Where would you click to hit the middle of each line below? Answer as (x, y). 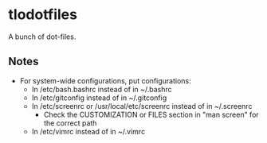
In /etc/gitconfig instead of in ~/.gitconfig (99, 98)
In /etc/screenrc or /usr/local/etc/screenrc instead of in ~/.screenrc (142, 106)
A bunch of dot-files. (42, 37)
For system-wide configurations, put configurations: (105, 80)
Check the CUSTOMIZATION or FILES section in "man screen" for (151, 114)
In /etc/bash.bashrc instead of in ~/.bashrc (102, 89)
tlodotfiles (43, 15)
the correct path (70, 123)
